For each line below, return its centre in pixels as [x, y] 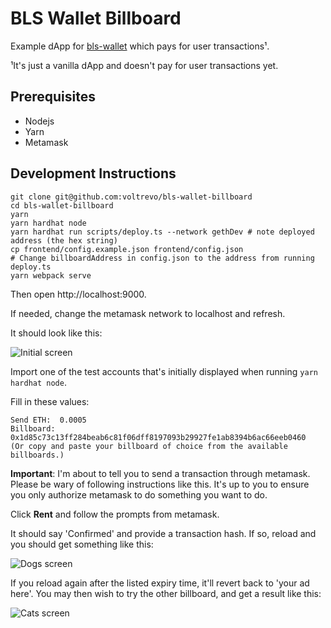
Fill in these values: [50, 401]
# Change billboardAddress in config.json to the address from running [162, 258]
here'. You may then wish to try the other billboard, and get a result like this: [166, 593]
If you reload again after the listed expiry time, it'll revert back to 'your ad [160, 583]
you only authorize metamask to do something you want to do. [139, 494]
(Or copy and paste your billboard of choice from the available [149, 446]
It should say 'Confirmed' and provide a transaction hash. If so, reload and [163, 533]
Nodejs [39, 121]
